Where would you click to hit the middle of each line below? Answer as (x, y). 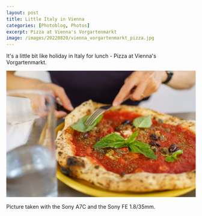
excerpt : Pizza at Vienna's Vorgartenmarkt (62, 32)
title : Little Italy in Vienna (45, 19)
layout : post (23, 13)
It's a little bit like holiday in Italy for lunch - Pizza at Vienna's (81, 56)
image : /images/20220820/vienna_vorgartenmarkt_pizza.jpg (80, 38)
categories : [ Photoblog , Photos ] (48, 25)
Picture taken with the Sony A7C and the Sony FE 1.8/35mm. (81, 206)
